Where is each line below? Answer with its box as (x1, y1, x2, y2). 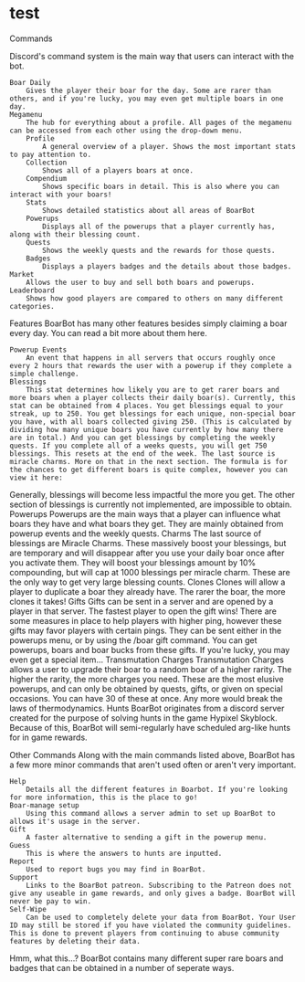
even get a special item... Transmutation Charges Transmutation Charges (9, 654, 285, 665)
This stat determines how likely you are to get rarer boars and (26, 385, 280, 395)
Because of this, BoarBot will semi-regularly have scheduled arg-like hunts (9, 722, 290, 733)
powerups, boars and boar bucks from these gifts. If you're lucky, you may (9, 644, 290, 655)
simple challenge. (9, 369, 79, 378)
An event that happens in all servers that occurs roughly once (26, 353, 276, 363)
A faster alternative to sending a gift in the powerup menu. (26, 832, 268, 842)
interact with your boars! (9, 190, 112, 199)
